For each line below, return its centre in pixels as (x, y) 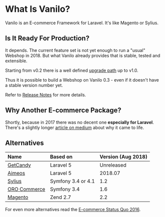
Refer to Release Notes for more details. (46, 94)
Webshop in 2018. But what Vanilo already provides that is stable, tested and (83, 55)
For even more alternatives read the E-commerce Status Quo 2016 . (73, 210)
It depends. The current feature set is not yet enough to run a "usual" (75, 50)
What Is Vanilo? (38, 9)
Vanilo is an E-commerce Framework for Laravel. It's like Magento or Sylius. (82, 23)
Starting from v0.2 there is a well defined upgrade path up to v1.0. (72, 70)
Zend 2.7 (61, 197)
